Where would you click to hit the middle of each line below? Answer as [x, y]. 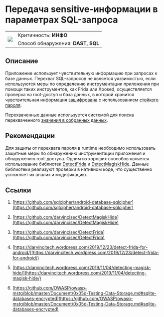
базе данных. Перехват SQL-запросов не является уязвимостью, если [81, 78]
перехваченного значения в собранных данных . [57, 120]
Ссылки [18, 190]
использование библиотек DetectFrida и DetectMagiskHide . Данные [77, 164]
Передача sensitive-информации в [82, 9]
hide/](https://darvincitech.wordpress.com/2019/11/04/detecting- [79, 273]
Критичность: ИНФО [43, 35]
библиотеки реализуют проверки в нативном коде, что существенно [79, 169]
